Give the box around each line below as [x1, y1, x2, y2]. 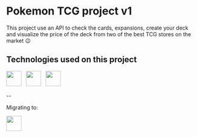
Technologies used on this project [6, 54, 137, 65]
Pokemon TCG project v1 [6, 4, 132, 18]
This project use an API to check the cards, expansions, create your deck [6, 24, 189, 31]
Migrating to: [6, 104, 38, 111]
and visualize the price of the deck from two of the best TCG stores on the [6, 30, 192, 37]
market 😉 [6, 37, 31, 44]
